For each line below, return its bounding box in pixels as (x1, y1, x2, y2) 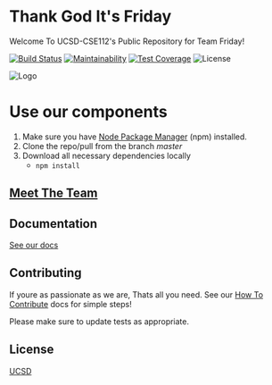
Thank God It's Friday (9, 6, 172, 27)
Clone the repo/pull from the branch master (21, 140, 183, 151)
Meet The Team (9, 186, 98, 201)
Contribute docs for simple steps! (9, 298, 132, 309)
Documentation (9, 216, 98, 231)
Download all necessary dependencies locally (21, 150, 192, 161)
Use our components (9, 102, 168, 122)
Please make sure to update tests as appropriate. (9, 315, 190, 327)
